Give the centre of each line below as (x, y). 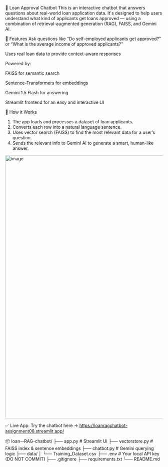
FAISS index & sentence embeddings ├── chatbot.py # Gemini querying (79, 448)
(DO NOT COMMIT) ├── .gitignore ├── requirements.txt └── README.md (82, 459)
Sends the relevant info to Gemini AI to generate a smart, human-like (83, 143)
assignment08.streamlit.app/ (35, 431)
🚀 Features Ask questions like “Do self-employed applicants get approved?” (83, 39)
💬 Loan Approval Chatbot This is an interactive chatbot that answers (75, 8)
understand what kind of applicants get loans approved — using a (73, 18)
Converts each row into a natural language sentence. (67, 127)
